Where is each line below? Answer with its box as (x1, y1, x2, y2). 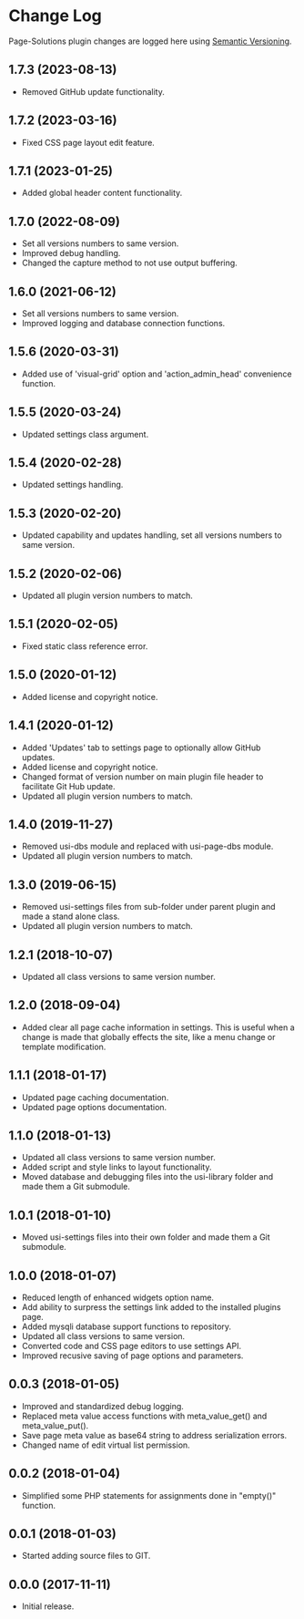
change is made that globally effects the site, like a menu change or (21, 1031, 276, 1042)
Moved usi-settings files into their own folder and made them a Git (21, 1232, 270, 1243)
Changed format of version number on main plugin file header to (21, 771, 264, 782)
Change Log (8, 5, 102, 26)
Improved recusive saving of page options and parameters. (21, 1350, 244, 1361)
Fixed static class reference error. (21, 640, 148, 652)
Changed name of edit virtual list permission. (21, 1439, 190, 1450)
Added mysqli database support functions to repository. (21, 1321, 232, 1332)
